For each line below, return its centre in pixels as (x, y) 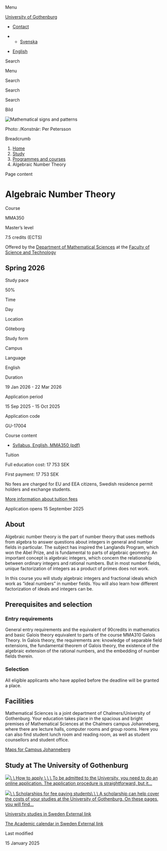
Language (15, 358)
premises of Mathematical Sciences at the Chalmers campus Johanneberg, (83, 724)
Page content (19, 174)
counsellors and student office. (37, 740)
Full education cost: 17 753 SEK (37, 464)
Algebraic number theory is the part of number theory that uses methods (80, 536)
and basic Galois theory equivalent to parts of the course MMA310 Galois (80, 635)
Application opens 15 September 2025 (44, 508)
